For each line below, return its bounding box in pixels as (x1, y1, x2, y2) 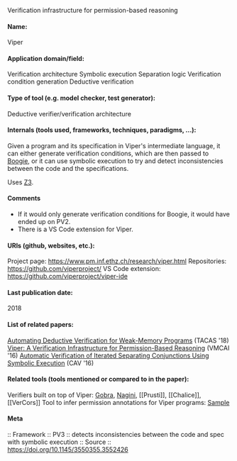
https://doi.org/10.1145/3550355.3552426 (7, 445, 129, 454)
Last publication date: (7, 288, 73, 296)
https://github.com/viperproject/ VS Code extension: (7, 265, 161, 273)
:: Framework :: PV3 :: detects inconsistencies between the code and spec (7, 431, 225, 439)
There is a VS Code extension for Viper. (17, 225, 133, 233)
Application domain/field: (7, 54, 85, 62)
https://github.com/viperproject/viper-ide (7, 272, 128, 281)
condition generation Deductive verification (7, 77, 134, 86)
